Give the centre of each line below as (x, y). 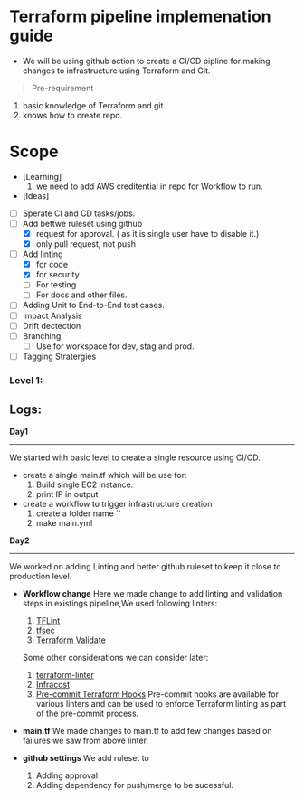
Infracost (53, 684)
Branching (42, 335)
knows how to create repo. (72, 115)
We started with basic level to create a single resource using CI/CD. (135, 457)
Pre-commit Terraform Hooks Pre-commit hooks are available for (157, 694)
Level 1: (26, 380)
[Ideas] (36, 195)
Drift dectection (52, 325)
